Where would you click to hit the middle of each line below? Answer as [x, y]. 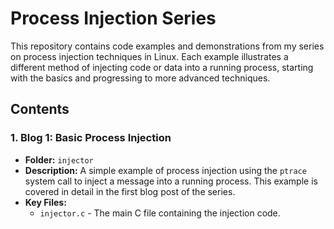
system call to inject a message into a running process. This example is [171, 181]
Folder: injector [59, 159]
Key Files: [45, 202]
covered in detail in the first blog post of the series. [130, 191]
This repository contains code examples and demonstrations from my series [167, 46]
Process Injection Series [113, 18]
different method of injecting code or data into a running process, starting [162, 67]
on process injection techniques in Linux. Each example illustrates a [149, 56]
